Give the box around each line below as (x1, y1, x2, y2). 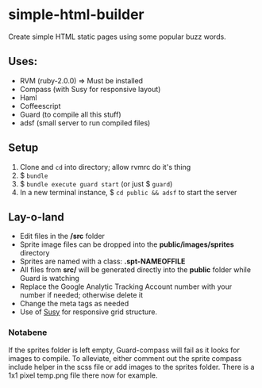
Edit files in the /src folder (19, 232, 106, 241)
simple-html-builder (8, 6, 144, 24)
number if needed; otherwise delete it (19, 290, 144, 300)
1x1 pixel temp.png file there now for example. (8, 371, 158, 380)
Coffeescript (19, 101, 61, 110)
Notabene (8, 327, 48, 338)
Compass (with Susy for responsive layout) (19, 84, 161, 94)
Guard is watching (19, 274, 79, 283)
